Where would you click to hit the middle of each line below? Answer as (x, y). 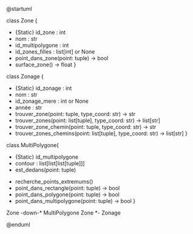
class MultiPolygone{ (33, 145)
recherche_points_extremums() (54, 181)
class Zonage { (25, 76)
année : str (29, 108)
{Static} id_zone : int (40, 32)
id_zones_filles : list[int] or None (55, 52)
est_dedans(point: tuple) (46, 170)
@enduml (18, 225)
